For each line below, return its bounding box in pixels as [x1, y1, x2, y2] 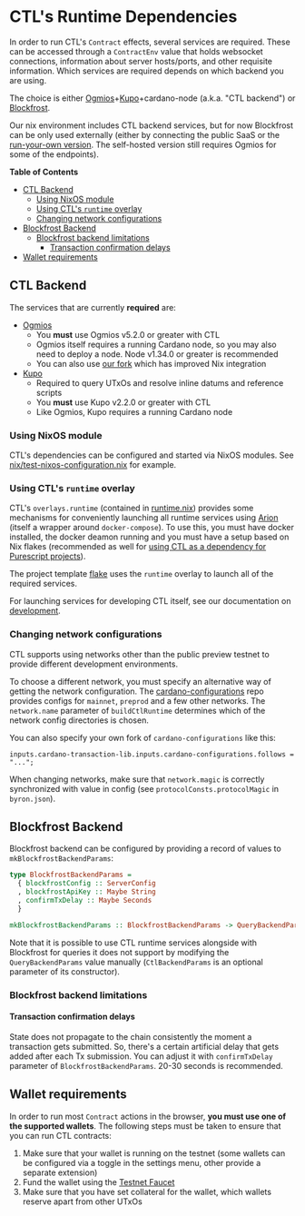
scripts [35, 387, 63, 398]
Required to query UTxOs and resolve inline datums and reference [35, 377, 284, 388]
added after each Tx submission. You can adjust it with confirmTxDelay [9, 1051, 273, 1062]
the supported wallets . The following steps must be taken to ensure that [9, 1120, 281, 1132]
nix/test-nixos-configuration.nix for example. [9, 460, 177, 470]
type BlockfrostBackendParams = [9, 870, 132, 880]
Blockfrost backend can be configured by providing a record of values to [9, 843, 281, 855]
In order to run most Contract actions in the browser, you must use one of [9, 1111, 287, 1122]
